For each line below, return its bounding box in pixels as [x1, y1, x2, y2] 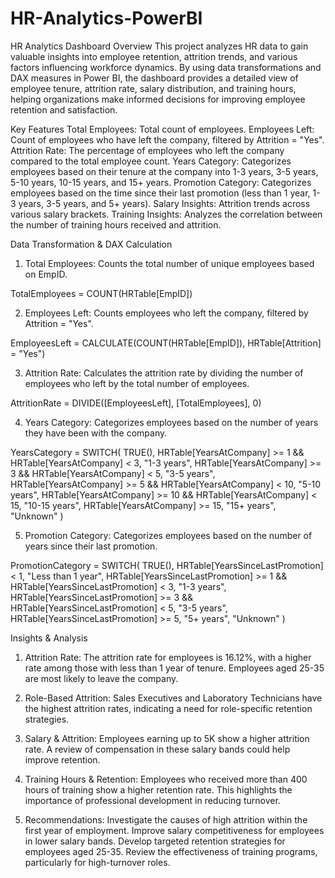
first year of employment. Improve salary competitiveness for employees [24, 824, 325, 836]
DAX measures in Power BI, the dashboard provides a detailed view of [10, 72, 299, 84]
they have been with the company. [24, 427, 168, 439]
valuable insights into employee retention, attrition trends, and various [10, 50, 298, 62]
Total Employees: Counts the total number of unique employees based [24, 257, 315, 269]
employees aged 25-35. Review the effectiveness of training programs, [24, 845, 318, 857]
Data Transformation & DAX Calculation [10, 238, 173, 250]
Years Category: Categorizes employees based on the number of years [24, 416, 319, 428]
